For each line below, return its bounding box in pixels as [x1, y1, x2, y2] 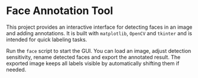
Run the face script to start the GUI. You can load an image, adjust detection [6, 47, 191, 54]
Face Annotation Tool [6, 4, 113, 18]
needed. [6, 66, 27, 73]
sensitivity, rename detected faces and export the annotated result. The [6, 53, 181, 60]
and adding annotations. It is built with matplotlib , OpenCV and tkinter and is [6, 29, 192, 36]
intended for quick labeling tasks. [6, 36, 87, 43]
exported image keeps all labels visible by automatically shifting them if [6, 60, 180, 67]
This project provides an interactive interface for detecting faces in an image [6, 23, 193, 30]
